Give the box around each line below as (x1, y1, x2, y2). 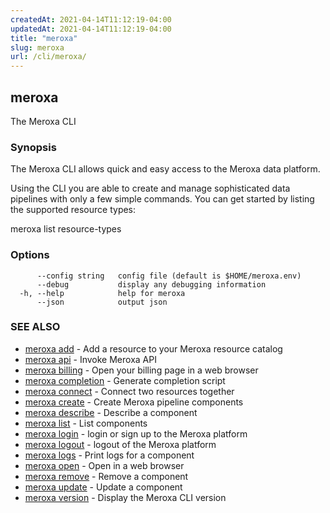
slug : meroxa (10, 42, 65, 53)
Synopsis (10, 140, 57, 154)
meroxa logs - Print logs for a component (24, 449, 195, 461)
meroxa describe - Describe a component (24, 406, 198, 418)
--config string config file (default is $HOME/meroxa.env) (36, 271, 302, 281)
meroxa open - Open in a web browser (24, 459, 185, 471)
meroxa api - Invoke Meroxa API (24, 353, 157, 365)
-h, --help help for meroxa (19, 288, 186, 298)
